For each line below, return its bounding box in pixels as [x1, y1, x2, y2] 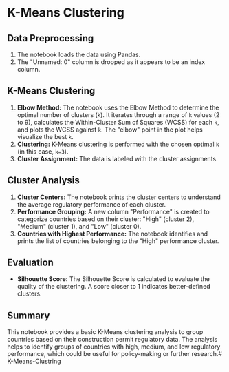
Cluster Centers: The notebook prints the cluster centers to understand [17, 193, 221, 201]
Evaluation [7, 257, 54, 269]
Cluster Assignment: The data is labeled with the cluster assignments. [17, 154, 218, 163]
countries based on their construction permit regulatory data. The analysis [7, 335, 218, 344]
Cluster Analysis [7, 174, 80, 187]
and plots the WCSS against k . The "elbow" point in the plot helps [17, 125, 203, 134]
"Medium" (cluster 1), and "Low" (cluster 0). [17, 222, 142, 230]
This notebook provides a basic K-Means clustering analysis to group [7, 328, 204, 336]
